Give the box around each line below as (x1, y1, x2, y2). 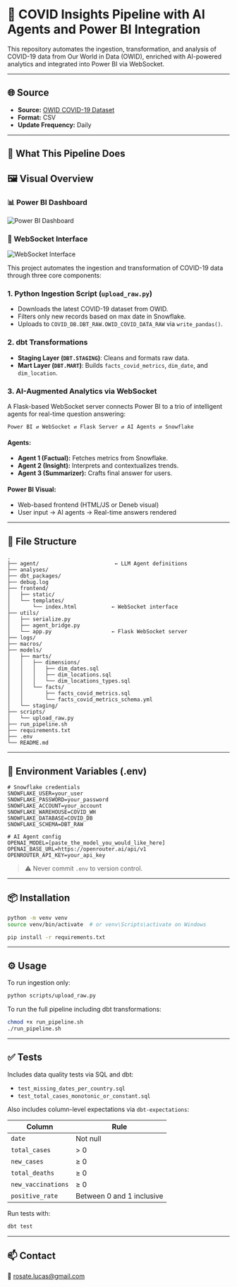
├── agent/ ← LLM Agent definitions (7, 561, 188, 568)
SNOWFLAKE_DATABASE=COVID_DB (7, 815, 93, 822)
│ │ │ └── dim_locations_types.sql (7, 678, 131, 685)
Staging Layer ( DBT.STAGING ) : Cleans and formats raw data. (17, 353, 190, 362)
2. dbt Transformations (7, 337, 88, 347)
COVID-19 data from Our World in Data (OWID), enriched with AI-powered (7, 52, 222, 61)
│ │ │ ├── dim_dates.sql (7, 665, 99, 673)
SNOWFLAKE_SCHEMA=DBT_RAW (7, 821, 83, 828)
